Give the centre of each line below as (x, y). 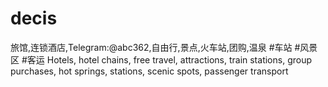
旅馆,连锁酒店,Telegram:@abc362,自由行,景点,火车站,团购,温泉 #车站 (151, 47)
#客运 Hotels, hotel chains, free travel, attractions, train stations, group (166, 59)
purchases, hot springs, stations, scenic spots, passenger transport (149, 71)
